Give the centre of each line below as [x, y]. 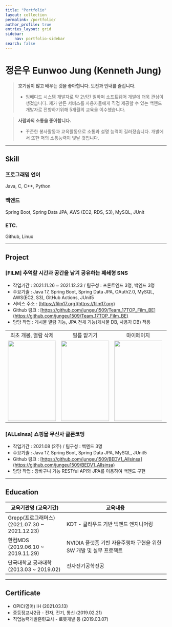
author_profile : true [28, 24]
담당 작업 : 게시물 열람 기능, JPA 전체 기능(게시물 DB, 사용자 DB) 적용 [82, 322]
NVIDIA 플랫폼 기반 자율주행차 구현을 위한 [114, 543]
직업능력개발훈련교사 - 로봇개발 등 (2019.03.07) [60, 619]
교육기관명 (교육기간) [35, 508]
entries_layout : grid [28, 29]
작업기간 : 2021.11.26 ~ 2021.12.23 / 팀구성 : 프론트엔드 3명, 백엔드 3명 [84, 285]
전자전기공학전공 [85, 566]
